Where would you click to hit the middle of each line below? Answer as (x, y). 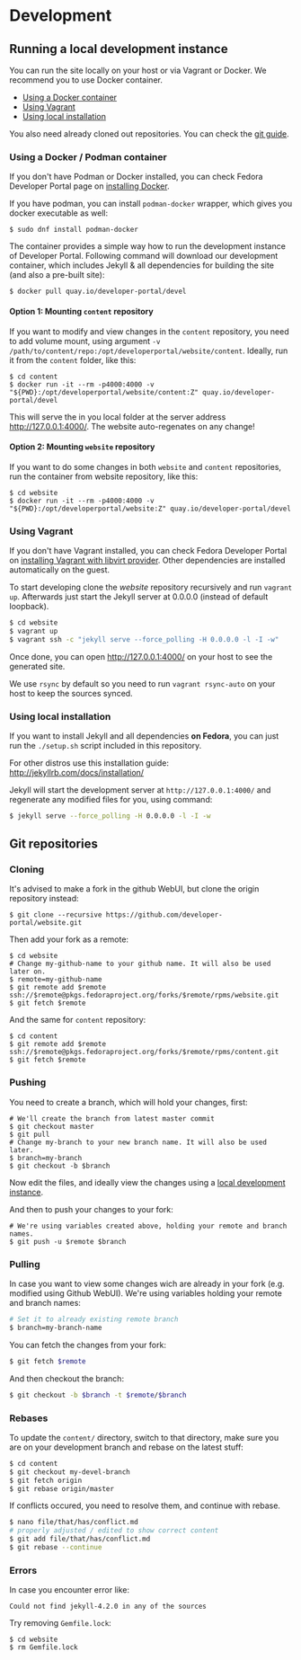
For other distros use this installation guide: (89, 763)
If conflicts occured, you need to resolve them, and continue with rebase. (145, 1505)
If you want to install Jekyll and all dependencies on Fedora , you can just (144, 736)
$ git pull (30, 1134)
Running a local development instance (119, 49)
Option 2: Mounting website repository (82, 447)
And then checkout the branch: (66, 1378)
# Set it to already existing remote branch (94, 1319)
